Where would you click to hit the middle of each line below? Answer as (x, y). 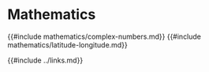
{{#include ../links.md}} (45, 60)
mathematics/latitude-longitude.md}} (67, 44)
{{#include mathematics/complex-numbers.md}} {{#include (104, 36)
